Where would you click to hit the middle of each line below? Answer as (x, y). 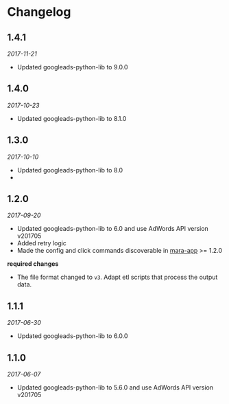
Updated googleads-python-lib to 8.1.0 (72, 118)
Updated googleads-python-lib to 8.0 (70, 170)
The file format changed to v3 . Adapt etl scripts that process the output (117, 277)
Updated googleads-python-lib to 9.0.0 (72, 67)
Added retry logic (42, 243)
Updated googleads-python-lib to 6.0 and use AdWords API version (113, 229)
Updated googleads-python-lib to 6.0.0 (72, 336)
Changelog (39, 12)
